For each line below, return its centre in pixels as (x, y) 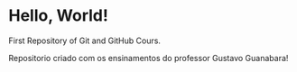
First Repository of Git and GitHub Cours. (85, 40)
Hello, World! (59, 16)
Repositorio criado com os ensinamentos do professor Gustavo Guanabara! (148, 58)
